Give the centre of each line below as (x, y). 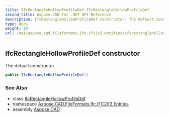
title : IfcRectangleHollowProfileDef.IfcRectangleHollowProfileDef (77, 10)
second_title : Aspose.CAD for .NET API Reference (58, 15)
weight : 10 (17, 29)
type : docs (17, 24)
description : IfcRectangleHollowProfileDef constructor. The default (80, 19)
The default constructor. (30, 65)
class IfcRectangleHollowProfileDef (49, 98)
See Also (16, 87)
